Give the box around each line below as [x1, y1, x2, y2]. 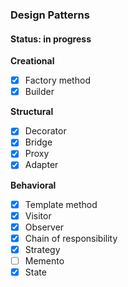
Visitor [24, 209, 52, 222]
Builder [24, 86, 55, 98]
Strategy [24, 243, 61, 255]
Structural [10, 106, 54, 118]
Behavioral [10, 179, 57, 191]
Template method [24, 198, 98, 210]
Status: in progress [10, 33, 92, 45]
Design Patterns [10, 8, 90, 22]
